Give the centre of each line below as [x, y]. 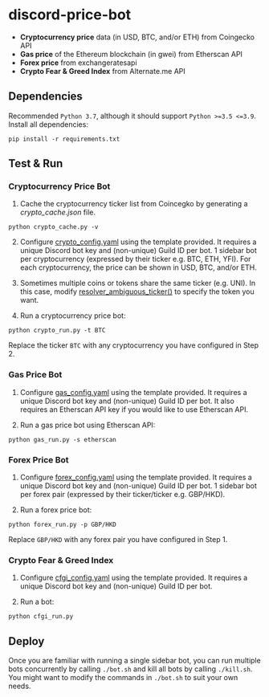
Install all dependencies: [48, 124]
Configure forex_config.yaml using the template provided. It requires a [136, 477]
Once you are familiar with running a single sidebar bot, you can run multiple [134, 661]
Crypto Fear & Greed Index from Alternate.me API [103, 71]
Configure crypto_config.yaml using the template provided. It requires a [138, 242]
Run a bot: [37, 602]
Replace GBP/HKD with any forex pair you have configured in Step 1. [118, 540]
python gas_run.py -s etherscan [62, 439]
